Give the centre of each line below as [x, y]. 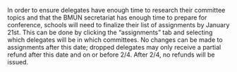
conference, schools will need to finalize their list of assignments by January [119, 25]
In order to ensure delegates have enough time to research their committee [116, 10]
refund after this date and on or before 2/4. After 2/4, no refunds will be [111, 55]
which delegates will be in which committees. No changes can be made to [115, 40]
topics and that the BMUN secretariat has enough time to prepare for [107, 17]
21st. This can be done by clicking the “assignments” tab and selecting [110, 32]
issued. [18, 62]
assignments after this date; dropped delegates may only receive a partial [114, 47]
